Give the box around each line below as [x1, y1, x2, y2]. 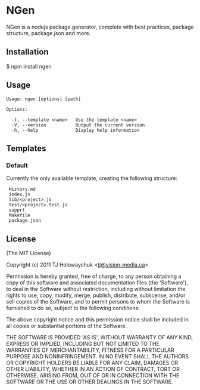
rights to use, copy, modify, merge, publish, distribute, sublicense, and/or [6, 292, 186, 299]
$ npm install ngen [6, 63, 52, 70]
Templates [6, 143, 46, 153]
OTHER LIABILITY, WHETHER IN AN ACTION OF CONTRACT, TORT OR [6, 366, 180, 373]
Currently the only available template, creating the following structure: [6, 175, 177, 182]
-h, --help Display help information [11, 127, 140, 133]
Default [6, 161, 29, 169]
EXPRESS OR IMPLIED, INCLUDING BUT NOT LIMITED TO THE [6, 341, 160, 348]
